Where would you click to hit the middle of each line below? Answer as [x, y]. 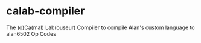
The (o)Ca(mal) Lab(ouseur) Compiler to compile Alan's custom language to [101, 27]
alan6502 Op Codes [31, 33]
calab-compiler [46, 11]
